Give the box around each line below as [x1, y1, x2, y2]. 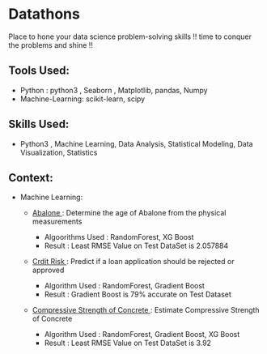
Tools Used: [8, 64, 70, 78]
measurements [32, 216, 83, 227]
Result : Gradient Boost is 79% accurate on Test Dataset [44, 289, 232, 300]
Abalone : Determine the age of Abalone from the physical [32, 208, 227, 218]
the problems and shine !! [8, 40, 93, 49]
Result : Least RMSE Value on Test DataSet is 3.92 [44, 338, 212, 348]
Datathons [8, 5, 81, 23]
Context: [8, 171, 54, 185]
